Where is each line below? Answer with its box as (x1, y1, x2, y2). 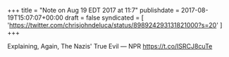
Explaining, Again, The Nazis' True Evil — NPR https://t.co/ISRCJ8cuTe (7, 42, 213, 50)
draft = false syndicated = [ (64, 13, 144, 22)
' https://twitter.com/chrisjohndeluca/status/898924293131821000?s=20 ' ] (7, 21, 223, 29)
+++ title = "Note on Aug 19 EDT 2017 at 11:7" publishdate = (7, 6, 180, 14)
